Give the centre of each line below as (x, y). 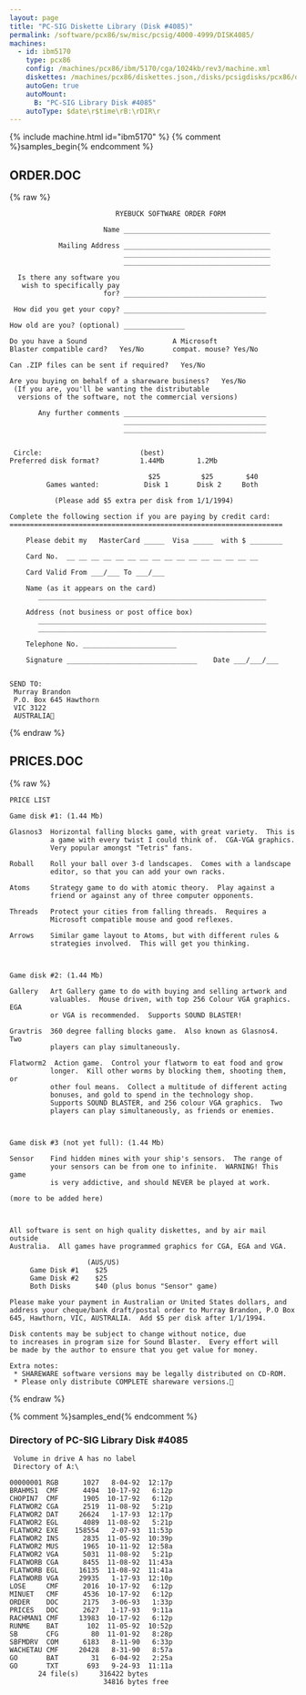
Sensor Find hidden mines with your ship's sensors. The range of (146, 1159)
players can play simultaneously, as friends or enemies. (162, 1111)
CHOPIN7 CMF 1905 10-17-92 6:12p (91, 1499)
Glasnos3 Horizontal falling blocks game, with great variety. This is (153, 832)
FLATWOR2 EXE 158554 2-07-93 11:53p (91, 1531)
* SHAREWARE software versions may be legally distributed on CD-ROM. (150, 1373)
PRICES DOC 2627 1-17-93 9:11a (91, 1610)
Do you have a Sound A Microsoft (114, 342)
